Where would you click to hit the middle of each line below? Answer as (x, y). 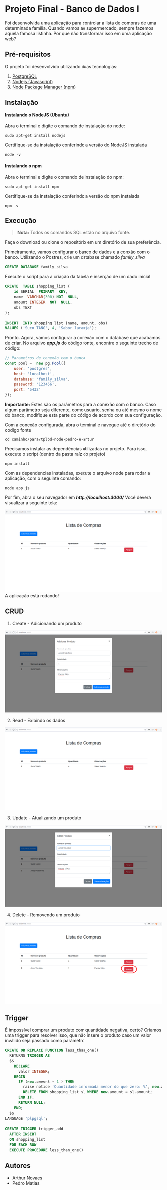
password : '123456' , (35, 384)
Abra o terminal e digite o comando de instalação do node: (65, 126)
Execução (21, 221)
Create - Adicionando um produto (47, 623)
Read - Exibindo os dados (39, 721)
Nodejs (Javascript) (33, 81)
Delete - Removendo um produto (46, 915)
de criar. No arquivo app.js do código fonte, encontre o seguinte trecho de (82, 343)
